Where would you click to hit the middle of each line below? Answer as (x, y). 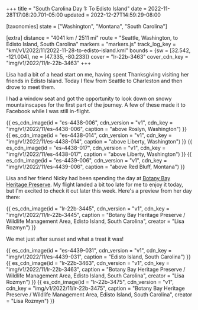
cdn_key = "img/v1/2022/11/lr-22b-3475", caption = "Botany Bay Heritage (95, 288)
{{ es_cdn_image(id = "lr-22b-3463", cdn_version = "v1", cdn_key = (88, 263)
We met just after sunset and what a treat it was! (65, 239)
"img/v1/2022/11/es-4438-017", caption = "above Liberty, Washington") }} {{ (99, 154)
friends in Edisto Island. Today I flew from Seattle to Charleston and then (94, 81)
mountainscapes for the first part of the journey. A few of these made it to (96, 105)
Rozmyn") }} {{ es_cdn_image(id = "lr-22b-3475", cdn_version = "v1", (90, 282)
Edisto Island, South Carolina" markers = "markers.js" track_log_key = (91, 44)
